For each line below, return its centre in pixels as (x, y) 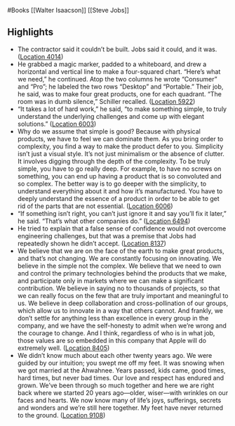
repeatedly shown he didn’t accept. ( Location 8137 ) (92, 243)
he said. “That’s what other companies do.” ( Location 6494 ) (104, 221)
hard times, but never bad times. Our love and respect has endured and (121, 377)
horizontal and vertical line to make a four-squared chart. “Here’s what (119, 71)
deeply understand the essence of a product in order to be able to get (118, 198)
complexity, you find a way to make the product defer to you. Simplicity (120, 146)
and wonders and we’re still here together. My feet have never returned (120, 408)
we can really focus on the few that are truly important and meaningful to (123, 295)
